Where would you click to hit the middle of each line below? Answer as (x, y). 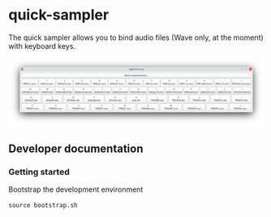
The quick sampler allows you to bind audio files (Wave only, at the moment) (136, 37)
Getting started (39, 171)
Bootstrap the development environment (76, 189)
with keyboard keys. (42, 46)
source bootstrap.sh (43, 205)
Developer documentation (76, 148)
